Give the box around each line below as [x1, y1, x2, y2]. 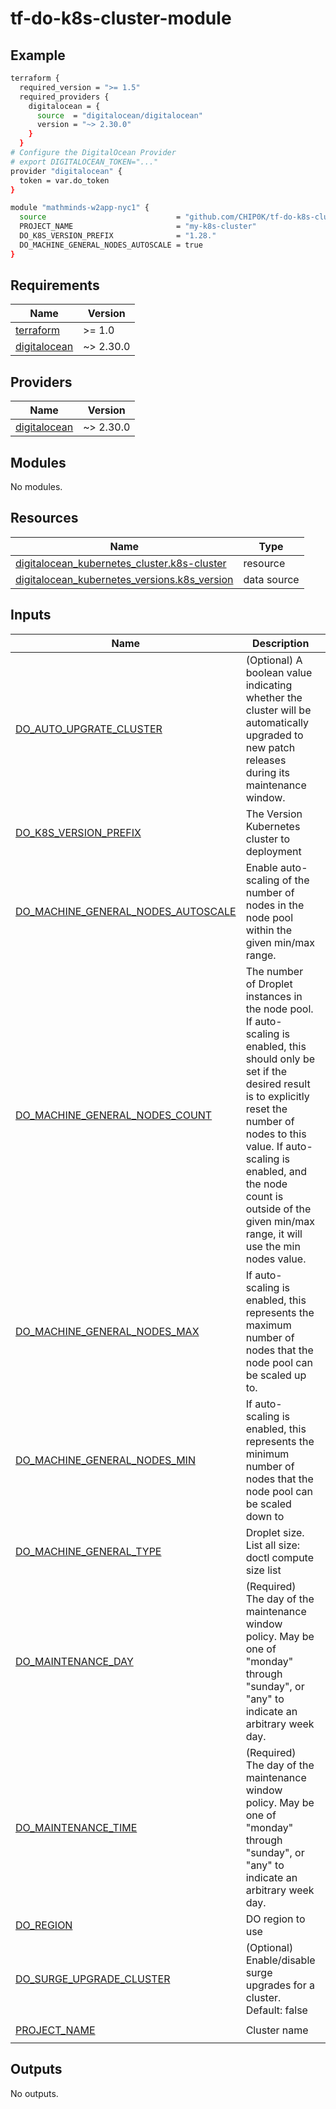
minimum [245, 1447, 290, 1461]
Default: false [245, 2003, 308, 2017]
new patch [245, 740, 296, 754]
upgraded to [245, 728, 304, 742]
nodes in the [245, 898, 305, 912]
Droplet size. [245, 1525, 305, 1539]
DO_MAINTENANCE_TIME [15, 1820, 138, 1834]
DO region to [245, 1912, 306, 1926]
